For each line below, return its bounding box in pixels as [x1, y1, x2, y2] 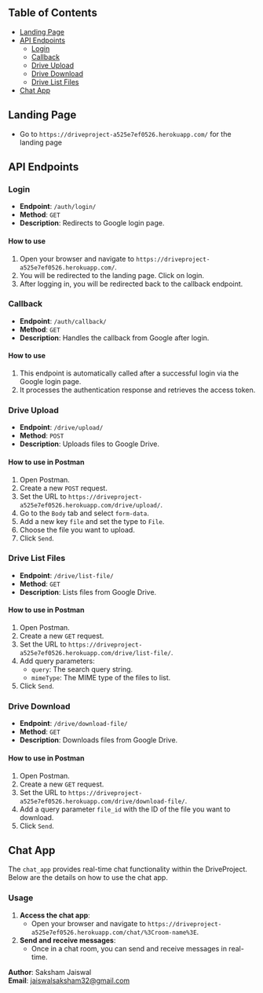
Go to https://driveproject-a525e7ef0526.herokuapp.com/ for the [19, 129, 232, 138]
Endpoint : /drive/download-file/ [19, 719, 128, 728]
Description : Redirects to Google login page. [19, 218, 165, 228]
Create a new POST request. [19, 483, 108, 493]
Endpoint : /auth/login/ [19, 202, 97, 211]
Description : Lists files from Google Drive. [19, 587, 157, 596]
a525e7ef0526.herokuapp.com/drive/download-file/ [19, 797, 186, 805]
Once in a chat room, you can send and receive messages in [31, 944, 228, 953]
